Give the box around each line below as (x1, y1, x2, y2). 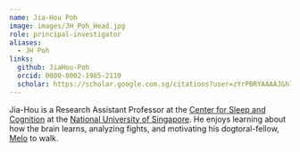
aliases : (9, 38, 42, 47)
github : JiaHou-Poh (17, 63, 90, 72)
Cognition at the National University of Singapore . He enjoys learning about (9, 114, 287, 124)
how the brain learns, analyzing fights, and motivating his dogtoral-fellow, (9, 122, 279, 134)
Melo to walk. (9, 132, 59, 143)
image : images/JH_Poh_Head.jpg (9, 21, 126, 30)
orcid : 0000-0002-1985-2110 (17, 72, 122, 80)
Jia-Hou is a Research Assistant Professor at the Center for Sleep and (9, 104, 266, 114)
